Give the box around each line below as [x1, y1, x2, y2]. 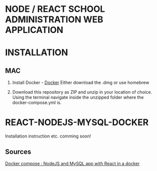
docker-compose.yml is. [12, 100, 62, 105]
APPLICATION [5, 25, 63, 35]
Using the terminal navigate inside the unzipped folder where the [12, 95, 144, 101]
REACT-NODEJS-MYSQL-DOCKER [5, 117, 149, 128]
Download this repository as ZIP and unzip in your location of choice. [12, 89, 153, 95]
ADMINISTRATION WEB [5, 14, 103, 25]
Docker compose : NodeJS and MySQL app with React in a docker [5, 160, 140, 166]
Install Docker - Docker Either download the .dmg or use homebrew [12, 80, 149, 86]
